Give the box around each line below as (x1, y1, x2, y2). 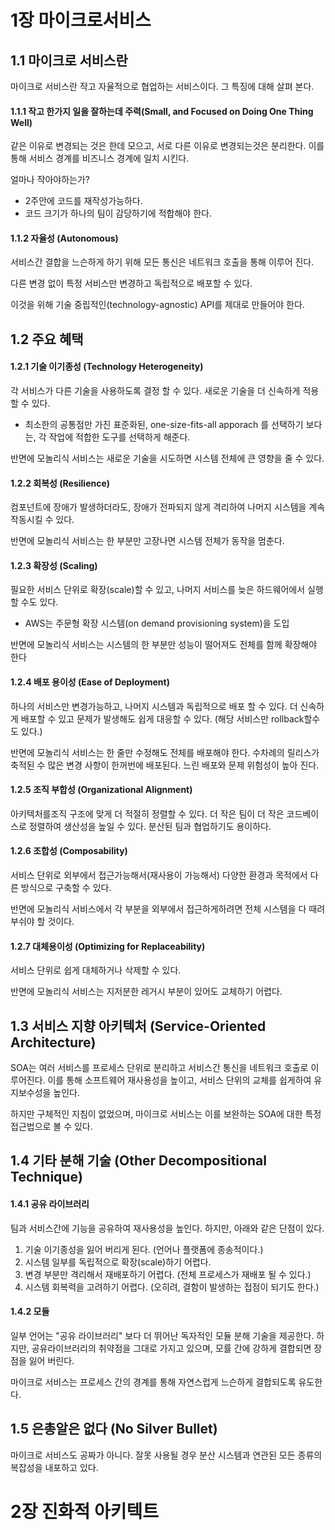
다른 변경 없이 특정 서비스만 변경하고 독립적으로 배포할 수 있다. (10, 277, 253, 290)
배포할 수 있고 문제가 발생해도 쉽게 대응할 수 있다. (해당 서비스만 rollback (20, 712, 305, 725)
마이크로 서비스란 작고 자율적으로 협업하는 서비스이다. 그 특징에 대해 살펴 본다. (10, 81, 315, 92)
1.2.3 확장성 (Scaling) (10, 559, 98, 571)
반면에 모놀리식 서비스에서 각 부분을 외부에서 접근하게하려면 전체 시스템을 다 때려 (10, 903, 326, 915)
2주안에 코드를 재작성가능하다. (24, 195, 143, 207)
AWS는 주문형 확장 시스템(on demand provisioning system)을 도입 (24, 617, 290, 630)
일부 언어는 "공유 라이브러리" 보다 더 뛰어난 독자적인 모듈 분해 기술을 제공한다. (10, 1329, 315, 1341)
